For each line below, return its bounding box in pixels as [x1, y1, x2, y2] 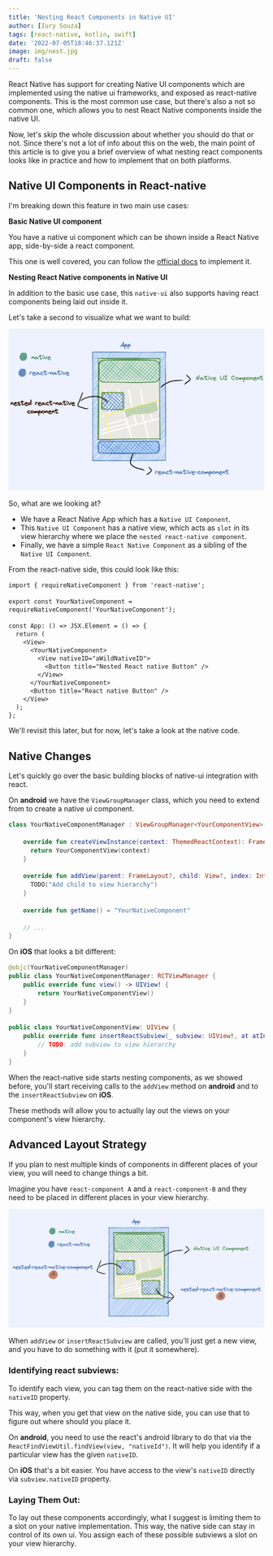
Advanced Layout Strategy [8, 1138, 147, 1152]
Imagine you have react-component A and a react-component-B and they [8, 1184, 248, 1193]
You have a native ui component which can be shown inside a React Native [8, 232, 259, 241]
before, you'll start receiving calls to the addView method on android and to [8, 1081, 258, 1091]
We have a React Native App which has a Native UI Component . [19, 515, 232, 524]
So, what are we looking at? [8, 498, 102, 508]
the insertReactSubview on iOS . [8, 1089, 114, 1099]
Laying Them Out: [8, 1494, 81, 1506]
